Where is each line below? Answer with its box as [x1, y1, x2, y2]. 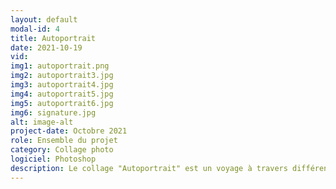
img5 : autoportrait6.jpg [10, 98, 114, 108]
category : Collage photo [10, 145, 114, 155]
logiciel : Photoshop [10, 154, 97, 164]
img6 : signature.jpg [10, 107, 97, 118]
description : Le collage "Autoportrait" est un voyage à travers [10, 163, 288, 173]
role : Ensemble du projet [10, 136, 118, 146]
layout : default [10, 14, 78, 25]
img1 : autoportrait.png [10, 61, 110, 71]
